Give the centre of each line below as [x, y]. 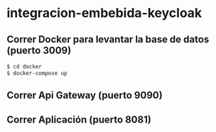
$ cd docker [24, 67]
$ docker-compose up [37, 73]
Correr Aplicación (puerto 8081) [79, 120]
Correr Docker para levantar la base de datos [108, 39]
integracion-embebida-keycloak [104, 13]
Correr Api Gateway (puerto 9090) [85, 95]
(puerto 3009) [39, 50]
